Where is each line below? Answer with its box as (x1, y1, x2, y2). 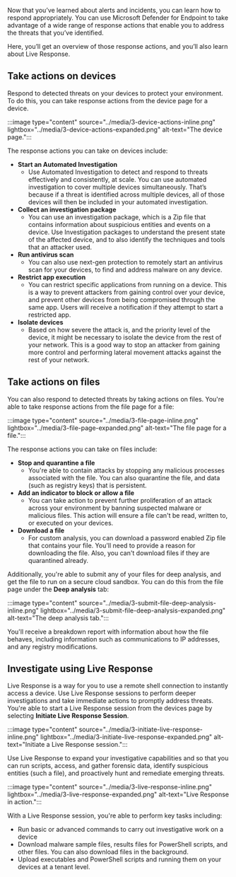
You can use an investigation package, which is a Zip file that (28, 212, 206, 221)
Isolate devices (17, 318, 64, 326)
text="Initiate (7, 740, 45, 749)
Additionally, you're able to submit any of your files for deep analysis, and (7, 569, 221, 579)
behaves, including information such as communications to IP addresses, (7, 634, 220, 643)
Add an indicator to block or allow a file (17, 488, 135, 497)
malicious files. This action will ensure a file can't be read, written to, (28, 511, 228, 519)
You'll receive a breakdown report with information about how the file (7, 627, 209, 636)
